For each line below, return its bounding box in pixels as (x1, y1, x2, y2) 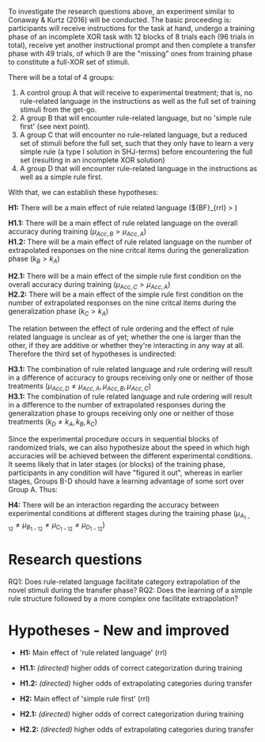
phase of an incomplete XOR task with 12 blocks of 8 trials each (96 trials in (8, 32, 255, 41)
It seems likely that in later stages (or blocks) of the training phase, (8, 459, 225, 469)
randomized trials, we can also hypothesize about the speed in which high (8, 442, 250, 452)
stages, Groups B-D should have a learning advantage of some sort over (8, 476, 245, 486)
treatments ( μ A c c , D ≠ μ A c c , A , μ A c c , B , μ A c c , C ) (8, 381, 152, 392)
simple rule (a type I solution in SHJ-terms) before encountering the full (19, 147, 253, 156)
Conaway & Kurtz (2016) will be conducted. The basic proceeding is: (8, 15, 232, 25)
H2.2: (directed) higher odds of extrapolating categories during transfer (19, 725, 254, 734)
